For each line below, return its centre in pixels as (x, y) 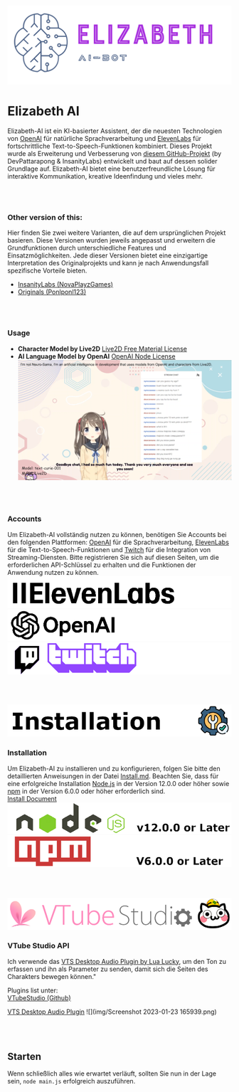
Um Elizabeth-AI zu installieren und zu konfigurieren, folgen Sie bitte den (114, 768)
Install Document (32, 798)
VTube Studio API (38, 946)
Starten (24, 1057)
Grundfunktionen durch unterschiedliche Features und (87, 248)
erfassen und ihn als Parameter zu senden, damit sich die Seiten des (108, 969)
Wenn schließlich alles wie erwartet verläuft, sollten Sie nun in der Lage (112, 1074)
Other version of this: (45, 218)
